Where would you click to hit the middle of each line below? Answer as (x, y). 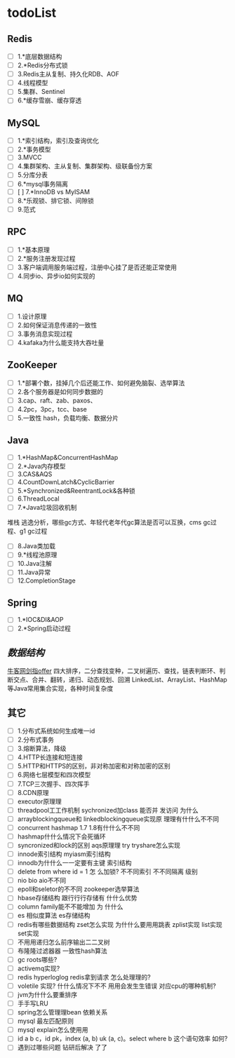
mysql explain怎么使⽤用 (53, 1030)
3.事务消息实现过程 (45, 334)
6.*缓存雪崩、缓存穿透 (49, 100)
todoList (32, 13)
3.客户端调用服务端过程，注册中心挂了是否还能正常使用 (97, 267)
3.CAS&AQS (35, 474)
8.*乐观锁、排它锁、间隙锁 (56, 201)
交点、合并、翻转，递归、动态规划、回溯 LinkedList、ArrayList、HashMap (120, 680)
